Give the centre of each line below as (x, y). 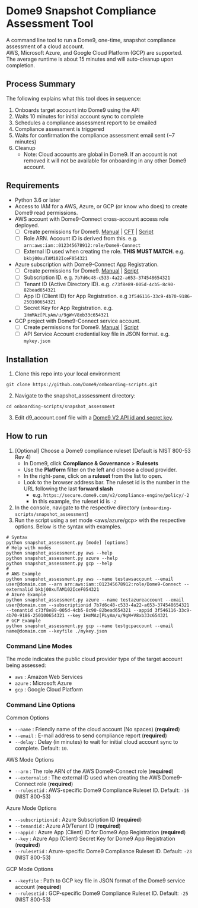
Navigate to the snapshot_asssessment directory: (75, 396)
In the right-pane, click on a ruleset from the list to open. (93, 476)
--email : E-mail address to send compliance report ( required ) (91, 735)
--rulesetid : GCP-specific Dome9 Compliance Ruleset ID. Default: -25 (101, 893)
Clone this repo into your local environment (67, 374)
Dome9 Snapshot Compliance (81, 11)
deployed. (27, 225)
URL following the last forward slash (68, 489)
